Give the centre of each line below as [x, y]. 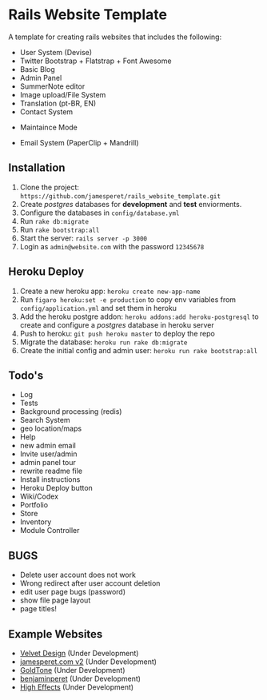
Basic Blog [38, 69]
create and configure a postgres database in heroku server [117, 324]
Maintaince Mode [49, 127]
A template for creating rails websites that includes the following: [115, 37]
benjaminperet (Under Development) [80, 678]
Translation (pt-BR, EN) [58, 103]
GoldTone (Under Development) [72, 670]
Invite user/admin [48, 454]
